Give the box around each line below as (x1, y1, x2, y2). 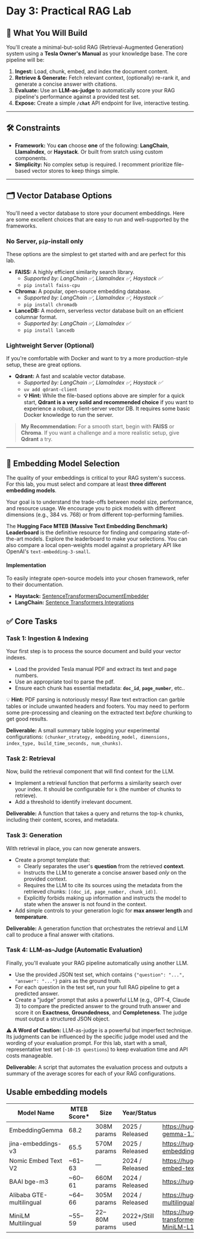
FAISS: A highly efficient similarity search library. (14, 268, 135, 275)
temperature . (14, 913, 49, 920)
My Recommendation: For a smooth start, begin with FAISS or (20, 423, 174, 430)
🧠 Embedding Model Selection (6, 458, 120, 469)
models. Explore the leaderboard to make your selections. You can (24, 535, 187, 542)
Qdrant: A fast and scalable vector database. (14, 373, 126, 380)
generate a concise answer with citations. (14, 80, 117, 88)
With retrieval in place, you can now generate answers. (6, 844, 141, 852)
